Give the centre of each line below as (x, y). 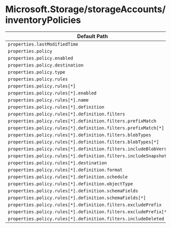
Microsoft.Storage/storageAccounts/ (85, 9)
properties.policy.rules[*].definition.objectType (70, 184)
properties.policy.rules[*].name (48, 100)
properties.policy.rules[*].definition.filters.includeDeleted (86, 219)
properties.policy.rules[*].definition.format (65, 170)
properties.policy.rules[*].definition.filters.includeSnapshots (89, 156)
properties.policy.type (37, 72)
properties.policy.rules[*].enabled (52, 93)
